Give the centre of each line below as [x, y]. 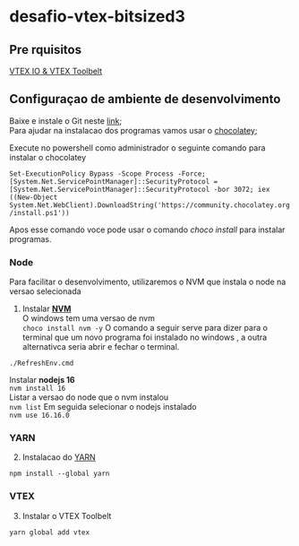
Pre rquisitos [46, 50]
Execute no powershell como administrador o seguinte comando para [137, 147]
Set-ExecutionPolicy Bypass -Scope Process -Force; [107, 173]
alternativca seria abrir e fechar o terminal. [101, 347]
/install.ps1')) [39, 212]
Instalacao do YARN [59, 457]
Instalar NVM [47, 309]
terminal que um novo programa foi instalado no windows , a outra [145, 337]
